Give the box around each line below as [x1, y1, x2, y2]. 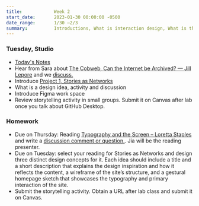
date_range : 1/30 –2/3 [6, 20, 78, 26]
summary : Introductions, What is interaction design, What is [6, 25, 187, 31]
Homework [6, 117, 38, 125]
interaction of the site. [14, 181, 69, 188]
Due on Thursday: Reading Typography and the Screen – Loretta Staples [14, 131, 192, 138]
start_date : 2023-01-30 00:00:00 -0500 [6, 14, 120, 20]
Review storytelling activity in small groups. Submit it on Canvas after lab [14, 96, 192, 103]
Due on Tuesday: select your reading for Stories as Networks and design [14, 150, 192, 157]
